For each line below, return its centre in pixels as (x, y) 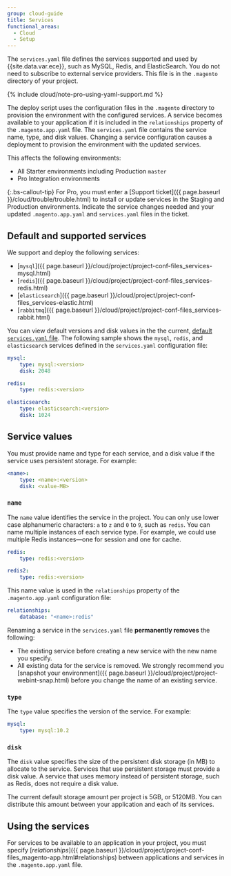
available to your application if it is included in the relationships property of (115, 122)
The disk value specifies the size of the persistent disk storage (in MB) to (111, 762)
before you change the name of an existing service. (144, 680)
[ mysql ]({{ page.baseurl (50, 265)
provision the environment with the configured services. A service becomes (115, 115)
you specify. (34, 658)
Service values (40, 437)
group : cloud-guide (35, 13)
